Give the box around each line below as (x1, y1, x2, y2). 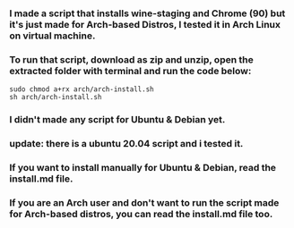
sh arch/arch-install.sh (9, 93, 102, 102)
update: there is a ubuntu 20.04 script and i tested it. (9, 138, 244, 150)
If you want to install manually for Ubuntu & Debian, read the (9, 161, 276, 173)
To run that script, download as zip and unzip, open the (9, 53, 254, 65)
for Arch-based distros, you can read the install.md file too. (9, 207, 273, 220)
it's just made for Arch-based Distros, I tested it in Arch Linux (9, 18, 281, 30)
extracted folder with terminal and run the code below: (9, 64, 252, 77)
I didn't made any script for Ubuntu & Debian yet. (9, 114, 226, 126)
